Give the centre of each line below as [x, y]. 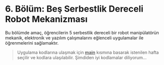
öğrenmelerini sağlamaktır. [32, 43]
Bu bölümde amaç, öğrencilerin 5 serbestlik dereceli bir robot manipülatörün [82, 32]
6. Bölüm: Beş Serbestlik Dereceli [74, 9]
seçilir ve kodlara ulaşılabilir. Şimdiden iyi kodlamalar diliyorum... [82, 57]
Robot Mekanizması [46, 19]
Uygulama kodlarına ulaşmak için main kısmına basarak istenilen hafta [88, 52]
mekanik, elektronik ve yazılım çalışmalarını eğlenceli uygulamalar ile [74, 38]
